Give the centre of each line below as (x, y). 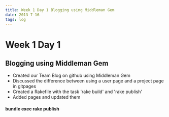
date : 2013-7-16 (22, 15)
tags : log (16, 19)
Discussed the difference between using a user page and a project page (88, 81)
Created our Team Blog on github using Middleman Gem (72, 76)
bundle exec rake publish (32, 109)
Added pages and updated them (46, 97)
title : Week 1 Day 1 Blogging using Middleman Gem (60, 10)
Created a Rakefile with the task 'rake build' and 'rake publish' (77, 92)
